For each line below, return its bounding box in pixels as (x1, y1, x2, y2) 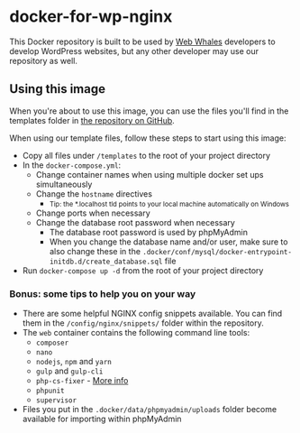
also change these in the (49, 245, 141, 256)
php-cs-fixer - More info (35, 375, 129, 386)
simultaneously (35, 179, 93, 189)
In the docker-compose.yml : (22, 160, 122, 170)
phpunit (35, 386, 65, 396)
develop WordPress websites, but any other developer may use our (9, 45, 259, 56)
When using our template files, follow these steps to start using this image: (9, 133, 286, 143)
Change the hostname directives (35, 188, 153, 199)
